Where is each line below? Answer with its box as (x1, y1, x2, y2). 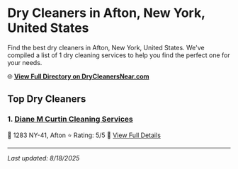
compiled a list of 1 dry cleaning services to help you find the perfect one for (7, 51, 230, 59)
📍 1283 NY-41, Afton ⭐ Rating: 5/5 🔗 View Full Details (7, 131, 161, 139)
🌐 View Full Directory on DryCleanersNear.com (7, 72, 150, 81)
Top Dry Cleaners (7, 93, 86, 105)
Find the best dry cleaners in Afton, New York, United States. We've (7, 43, 205, 52)
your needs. (7, 58, 42, 66)
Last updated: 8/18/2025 (7, 153, 80, 162)
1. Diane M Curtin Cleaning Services (7, 115, 133, 124)
